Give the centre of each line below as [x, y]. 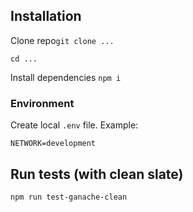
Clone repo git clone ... [62, 40]
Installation [46, 16]
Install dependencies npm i [66, 77]
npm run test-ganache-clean [69, 197]
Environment [42, 103]
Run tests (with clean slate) [97, 174]
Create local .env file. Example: [74, 125]
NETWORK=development [53, 144]
